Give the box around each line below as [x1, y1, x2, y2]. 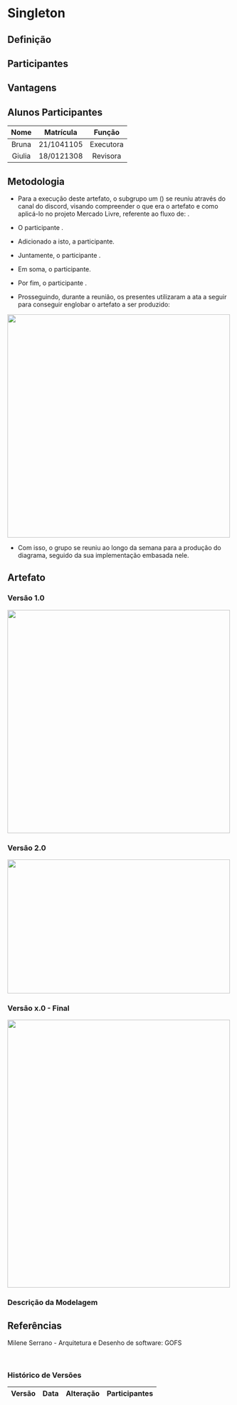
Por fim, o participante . [17, 279, 88, 287]
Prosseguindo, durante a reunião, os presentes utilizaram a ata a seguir [17, 292, 227, 301]
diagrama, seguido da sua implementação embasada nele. [17, 551, 189, 559]
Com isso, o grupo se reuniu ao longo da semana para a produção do [17, 543, 222, 551]
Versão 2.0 [7, 843, 46, 853]
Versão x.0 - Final [7, 1003, 70, 1013]
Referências [7, 1319, 63, 1331]
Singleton [7, 5, 65, 21]
